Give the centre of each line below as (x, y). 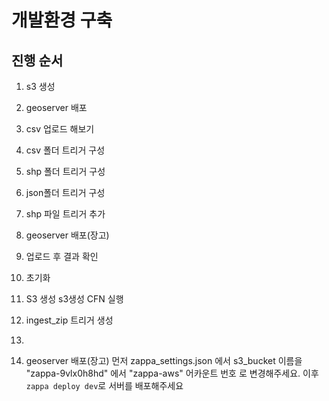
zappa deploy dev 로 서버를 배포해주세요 (104, 385)
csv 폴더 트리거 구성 (65, 150)
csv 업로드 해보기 (60, 129)
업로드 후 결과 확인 (62, 256)
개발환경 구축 (62, 20)
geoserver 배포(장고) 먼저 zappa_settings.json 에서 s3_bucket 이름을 (164, 360)
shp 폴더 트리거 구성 (65, 171)
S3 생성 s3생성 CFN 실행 (74, 299)
